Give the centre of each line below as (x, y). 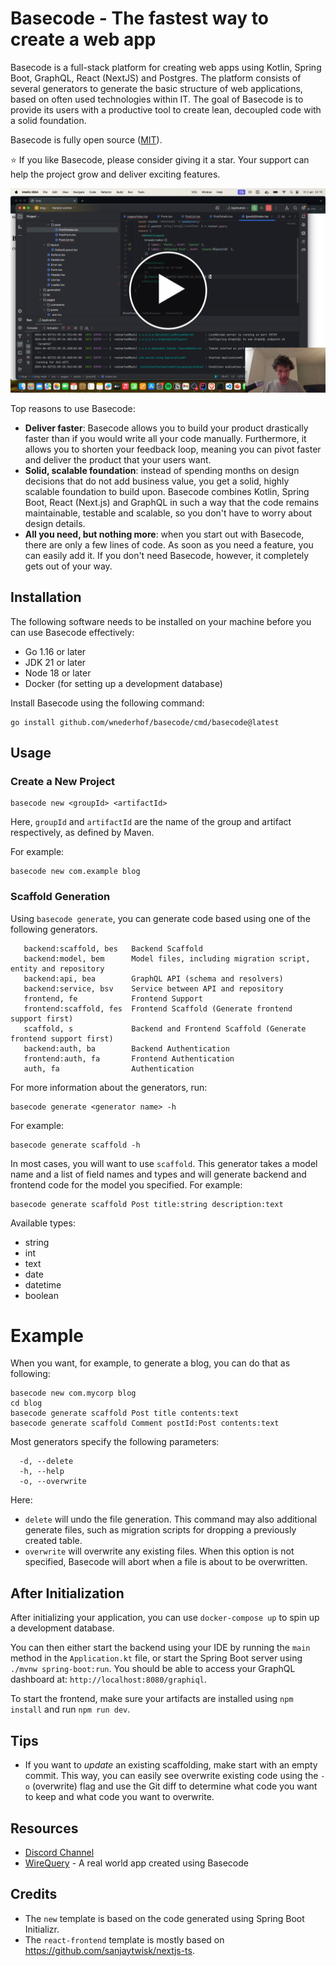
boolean (41, 1295)
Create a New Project (63, 781)
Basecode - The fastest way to (139, 18)
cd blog (26, 1403)
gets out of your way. (68, 566)
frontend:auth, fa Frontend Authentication (129, 1058)
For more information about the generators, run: (109, 1087)
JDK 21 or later (55, 662)
